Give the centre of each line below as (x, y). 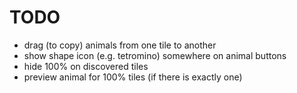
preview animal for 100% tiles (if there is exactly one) (133, 77)
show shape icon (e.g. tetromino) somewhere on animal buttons (155, 55)
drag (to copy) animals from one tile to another (120, 45)
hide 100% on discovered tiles (86, 66)
